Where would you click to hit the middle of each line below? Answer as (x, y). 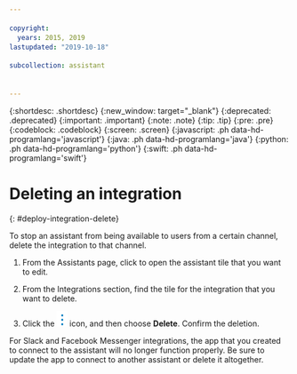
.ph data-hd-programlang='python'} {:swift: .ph (96, 148)
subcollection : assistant (57, 66)
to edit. (35, 272)
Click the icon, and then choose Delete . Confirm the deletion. (140, 323)
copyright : (29, 28)
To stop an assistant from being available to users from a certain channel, (144, 235)
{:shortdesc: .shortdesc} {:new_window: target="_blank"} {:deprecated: (140, 110)
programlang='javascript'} (57, 139)
